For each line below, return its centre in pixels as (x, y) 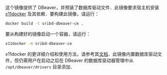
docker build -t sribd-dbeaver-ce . (44, 23)
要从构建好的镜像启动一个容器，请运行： (48, 34)
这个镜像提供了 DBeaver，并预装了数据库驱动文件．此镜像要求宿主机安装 (82, 7)
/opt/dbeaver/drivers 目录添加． (40, 67)
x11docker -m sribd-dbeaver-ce (39, 43)
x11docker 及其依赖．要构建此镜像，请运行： (52, 14)
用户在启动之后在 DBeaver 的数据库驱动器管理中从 (81, 60)
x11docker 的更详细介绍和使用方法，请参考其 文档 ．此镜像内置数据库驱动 (81, 54)
